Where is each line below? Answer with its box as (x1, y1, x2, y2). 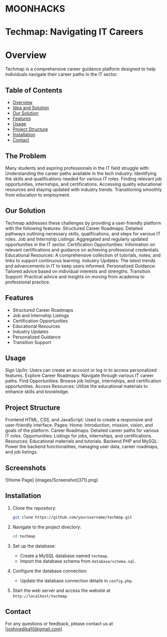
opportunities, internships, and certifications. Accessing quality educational (5, 181, 162, 187)
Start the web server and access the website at (12, 587, 111, 594)
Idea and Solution (12, 105, 49, 111)
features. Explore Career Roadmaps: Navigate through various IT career (5, 372, 154, 379)
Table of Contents (5, 86, 63, 94)
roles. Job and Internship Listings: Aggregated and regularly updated (5, 236, 148, 242)
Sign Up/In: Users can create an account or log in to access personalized (5, 367, 157, 373)
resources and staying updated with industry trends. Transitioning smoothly (5, 186, 162, 192)
